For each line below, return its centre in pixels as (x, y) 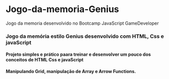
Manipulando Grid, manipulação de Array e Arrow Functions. (71, 71)
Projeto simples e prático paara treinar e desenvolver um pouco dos (78, 54)
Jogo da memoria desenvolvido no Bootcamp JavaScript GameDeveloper (82, 23)
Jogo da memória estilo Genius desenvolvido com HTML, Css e (85, 36)
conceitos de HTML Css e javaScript (45, 60)
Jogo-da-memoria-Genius (62, 9)
